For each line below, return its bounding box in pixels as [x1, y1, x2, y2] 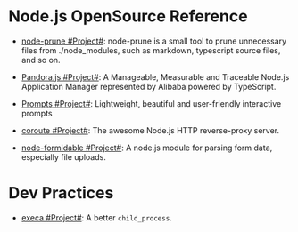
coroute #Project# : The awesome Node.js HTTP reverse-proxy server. [21, 124, 280, 135]
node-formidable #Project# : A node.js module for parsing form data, [21, 142, 273, 153]
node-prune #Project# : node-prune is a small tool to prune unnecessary [21, 36, 287, 46]
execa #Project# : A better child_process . [21, 212, 173, 223]
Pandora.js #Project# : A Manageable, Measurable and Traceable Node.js [21, 71, 290, 82]
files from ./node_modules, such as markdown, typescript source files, [21, 44, 281, 55]
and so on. [21, 54, 61, 65]
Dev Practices [8, 183, 114, 204]
